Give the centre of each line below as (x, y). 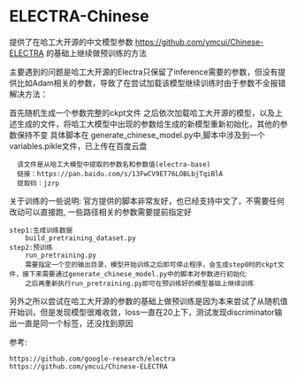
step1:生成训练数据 (41, 230)
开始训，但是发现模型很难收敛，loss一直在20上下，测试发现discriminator (142, 312)
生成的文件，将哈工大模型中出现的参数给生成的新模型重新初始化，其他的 (148, 124)
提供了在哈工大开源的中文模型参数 (71, 42)
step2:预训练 (31, 247)
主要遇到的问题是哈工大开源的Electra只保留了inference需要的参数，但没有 (144, 72)
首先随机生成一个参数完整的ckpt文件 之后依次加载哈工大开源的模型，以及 (142, 112)
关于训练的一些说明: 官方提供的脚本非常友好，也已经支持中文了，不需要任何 (147, 200)
